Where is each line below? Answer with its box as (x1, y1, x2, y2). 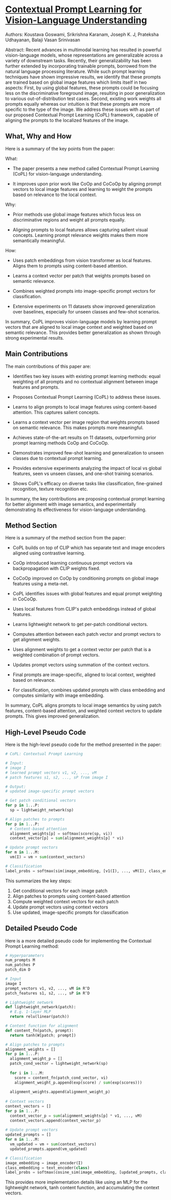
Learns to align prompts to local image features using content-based (12, 403, 157, 410)
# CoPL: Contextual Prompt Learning (5, 752, 83, 757)
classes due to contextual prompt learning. (12, 455, 103, 461)
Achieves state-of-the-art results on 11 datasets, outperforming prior (12, 434, 157, 440)
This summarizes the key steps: (5, 877, 72, 884)
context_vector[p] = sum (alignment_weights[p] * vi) (10, 836, 124, 841)
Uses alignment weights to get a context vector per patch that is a (12, 646, 151, 653)
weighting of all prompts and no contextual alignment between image (12, 378, 158, 385)
